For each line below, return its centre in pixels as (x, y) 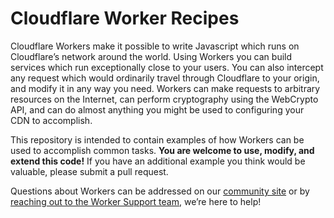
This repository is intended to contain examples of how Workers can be (157, 139)
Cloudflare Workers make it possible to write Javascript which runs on (155, 46)
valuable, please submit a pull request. (89, 171)
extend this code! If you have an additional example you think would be (158, 161)
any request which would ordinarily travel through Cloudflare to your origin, (165, 78)
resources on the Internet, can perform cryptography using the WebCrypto (164, 99)
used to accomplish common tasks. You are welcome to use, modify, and (162, 150)
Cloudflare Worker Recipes (125, 18)
